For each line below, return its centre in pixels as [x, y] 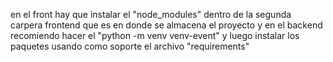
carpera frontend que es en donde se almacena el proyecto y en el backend [166, 25]
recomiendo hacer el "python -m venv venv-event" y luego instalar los [155, 35]
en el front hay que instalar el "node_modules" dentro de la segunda [151, 14]
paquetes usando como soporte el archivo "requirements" [130, 46]
